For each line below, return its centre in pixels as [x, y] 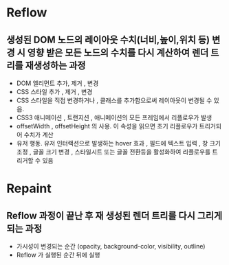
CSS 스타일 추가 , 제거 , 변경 [54, 92]
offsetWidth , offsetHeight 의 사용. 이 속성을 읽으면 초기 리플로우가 [107, 126]
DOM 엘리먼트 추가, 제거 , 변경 [57, 83]
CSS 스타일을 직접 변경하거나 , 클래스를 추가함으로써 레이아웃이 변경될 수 [114, 100]
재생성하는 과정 [55, 66]
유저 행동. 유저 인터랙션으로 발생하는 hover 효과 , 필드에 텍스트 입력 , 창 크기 [119, 143]
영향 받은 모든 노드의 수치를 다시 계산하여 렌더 [118, 53]
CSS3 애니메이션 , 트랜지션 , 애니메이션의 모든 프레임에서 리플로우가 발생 [114, 117]
